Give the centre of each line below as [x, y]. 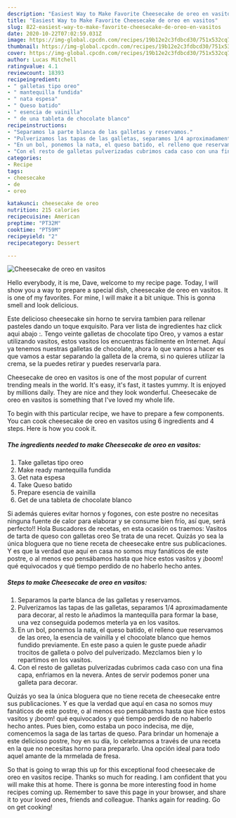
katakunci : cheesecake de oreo [53, 204]
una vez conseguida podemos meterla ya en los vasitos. [99, 623]
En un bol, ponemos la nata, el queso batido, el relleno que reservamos [120, 630]
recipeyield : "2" [33, 236]
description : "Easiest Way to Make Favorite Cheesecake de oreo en [108, 14]
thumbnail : [23, 47]
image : [17, 40]
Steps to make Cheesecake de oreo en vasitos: [77, 582]
